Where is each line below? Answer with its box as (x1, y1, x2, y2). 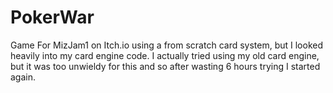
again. (10, 71, 37, 83)
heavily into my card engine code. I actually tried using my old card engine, (10, 49, 320, 61)
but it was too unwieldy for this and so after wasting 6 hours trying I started (10, 60, 321, 72)
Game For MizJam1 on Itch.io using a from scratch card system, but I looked (10, 39, 324, 51)
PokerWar (10, 6, 95, 29)
